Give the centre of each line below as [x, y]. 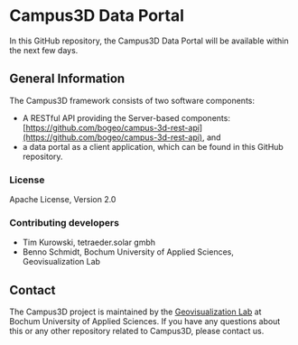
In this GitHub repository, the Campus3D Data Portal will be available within [149, 41]
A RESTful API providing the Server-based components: [126, 117]
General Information [67, 79]
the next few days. [44, 50]
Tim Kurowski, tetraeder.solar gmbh [89, 242]
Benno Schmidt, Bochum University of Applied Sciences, [128, 252]
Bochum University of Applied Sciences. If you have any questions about [145, 322]
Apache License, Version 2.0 [63, 200]
